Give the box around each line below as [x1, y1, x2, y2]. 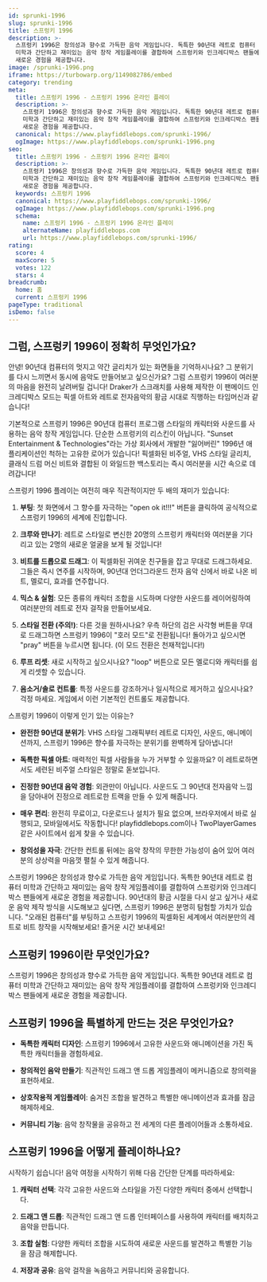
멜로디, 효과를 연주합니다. [30, 576, 110, 586]
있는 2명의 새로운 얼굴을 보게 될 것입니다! [34, 540, 162, 549]
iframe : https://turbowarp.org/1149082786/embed [8, 71, 172, 79]
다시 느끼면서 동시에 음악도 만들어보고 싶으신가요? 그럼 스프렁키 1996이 [16, 372, 238, 382]
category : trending [8, 78, 73, 86]
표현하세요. [19, 1076, 55, 1085]
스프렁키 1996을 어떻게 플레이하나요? [8, 1145, 181, 1158]
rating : [8, 242, 34, 250]
